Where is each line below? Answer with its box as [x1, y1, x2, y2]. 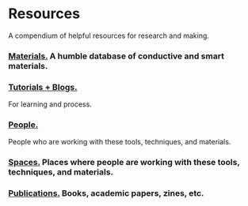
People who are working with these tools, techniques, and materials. [8, 137, 231, 147]
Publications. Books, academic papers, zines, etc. [8, 188, 204, 199]
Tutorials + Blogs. [8, 81, 78, 92]
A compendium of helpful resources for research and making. [8, 31, 210, 40]
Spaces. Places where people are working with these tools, [8, 157, 240, 168]
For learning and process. [8, 99, 93, 109]
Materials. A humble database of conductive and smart [8, 51, 224, 62]
